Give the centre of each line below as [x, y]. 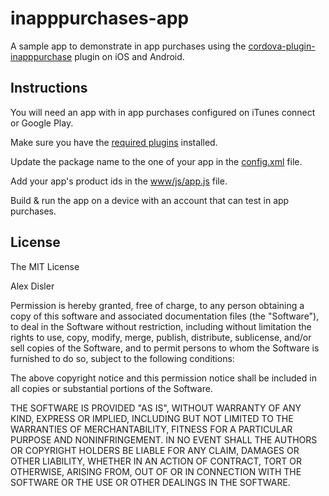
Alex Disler [32, 286]
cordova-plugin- [282, 46]
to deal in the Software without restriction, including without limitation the [161, 326]
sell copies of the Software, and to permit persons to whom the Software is [165, 348]
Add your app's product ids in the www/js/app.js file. [119, 181]
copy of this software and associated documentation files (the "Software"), [165, 316]
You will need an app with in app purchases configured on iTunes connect [163, 112]
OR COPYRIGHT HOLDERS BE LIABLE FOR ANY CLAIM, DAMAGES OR [155, 450]
